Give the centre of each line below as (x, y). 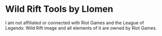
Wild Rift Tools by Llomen (59, 9)
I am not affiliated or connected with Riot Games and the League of (75, 23)
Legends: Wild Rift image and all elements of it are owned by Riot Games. (81, 28)
